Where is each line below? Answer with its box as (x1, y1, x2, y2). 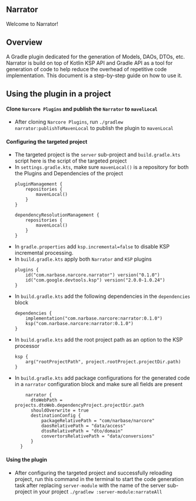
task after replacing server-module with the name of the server (14, 482, 166, 489)
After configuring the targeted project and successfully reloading (14, 469, 172, 476)
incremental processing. (14, 250, 74, 257)
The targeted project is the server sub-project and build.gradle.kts (14, 151, 181, 158)
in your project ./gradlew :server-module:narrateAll (33, 488, 162, 495)
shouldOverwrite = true (30, 407, 89, 414)
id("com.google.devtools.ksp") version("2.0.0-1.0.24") (25, 277, 165, 283)
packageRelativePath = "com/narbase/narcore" (41, 418, 155, 424)
